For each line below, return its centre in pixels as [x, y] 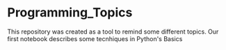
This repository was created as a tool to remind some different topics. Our [113, 32]
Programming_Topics [70, 13]
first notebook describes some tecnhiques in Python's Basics [95, 38]
